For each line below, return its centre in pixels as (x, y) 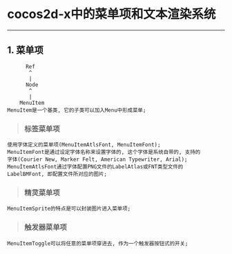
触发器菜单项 (45, 227)
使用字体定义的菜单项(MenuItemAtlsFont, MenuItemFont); (84, 145)
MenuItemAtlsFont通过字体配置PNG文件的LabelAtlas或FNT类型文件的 (95, 167)
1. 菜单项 (25, 50)
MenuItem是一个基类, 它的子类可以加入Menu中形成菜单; (77, 110)
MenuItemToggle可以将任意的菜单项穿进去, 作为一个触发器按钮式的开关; (98, 243)
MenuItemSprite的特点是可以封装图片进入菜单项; (69, 209)
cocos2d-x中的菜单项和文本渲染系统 (112, 14)
